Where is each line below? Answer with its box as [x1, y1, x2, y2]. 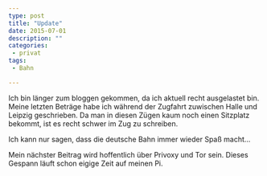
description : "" [8, 34, 63, 43]
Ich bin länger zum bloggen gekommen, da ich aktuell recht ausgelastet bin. [8, 93, 260, 103]
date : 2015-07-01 [8, 27, 67, 35]
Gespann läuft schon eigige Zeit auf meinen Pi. [8, 158, 163, 168]
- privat [11, 49, 42, 57]
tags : [8, 57, 27, 65]
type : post [8, 11, 45, 20]
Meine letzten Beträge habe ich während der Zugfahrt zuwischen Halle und [8, 101, 257, 111]
